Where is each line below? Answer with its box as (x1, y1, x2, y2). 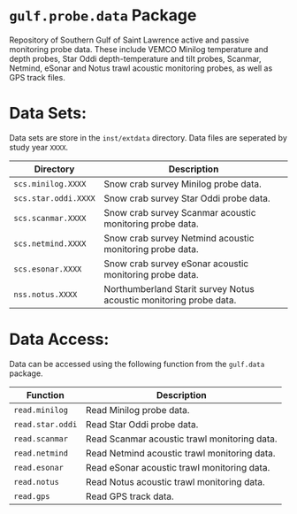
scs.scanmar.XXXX (13, 213, 87, 223)
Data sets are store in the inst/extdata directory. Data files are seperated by (9, 132, 287, 142)
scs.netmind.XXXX (13, 238, 87, 249)
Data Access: (9, 329, 110, 349)
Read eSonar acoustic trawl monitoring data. (85, 461, 270, 473)
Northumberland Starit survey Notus (103, 282, 255, 295)
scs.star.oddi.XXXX (13, 193, 95, 203)
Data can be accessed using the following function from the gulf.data (9, 358, 265, 369)
